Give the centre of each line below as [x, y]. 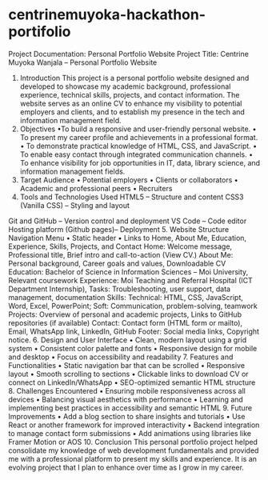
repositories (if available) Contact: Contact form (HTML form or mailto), [125, 322]
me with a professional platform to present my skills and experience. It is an [133, 458]
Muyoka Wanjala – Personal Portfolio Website [83, 62]
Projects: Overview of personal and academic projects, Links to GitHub [125, 314]
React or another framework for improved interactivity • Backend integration [134, 425]
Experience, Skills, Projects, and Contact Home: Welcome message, [120, 246]
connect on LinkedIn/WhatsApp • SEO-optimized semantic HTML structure [132, 382]
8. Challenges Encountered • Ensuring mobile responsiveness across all [127, 390]
